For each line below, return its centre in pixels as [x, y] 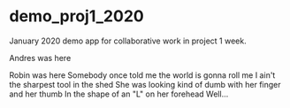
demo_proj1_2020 [76, 16]
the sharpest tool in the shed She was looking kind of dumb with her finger [145, 84]
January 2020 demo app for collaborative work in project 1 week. [128, 41]
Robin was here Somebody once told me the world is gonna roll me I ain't [142, 75]
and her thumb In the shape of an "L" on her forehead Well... [119, 94]
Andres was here [40, 58]
